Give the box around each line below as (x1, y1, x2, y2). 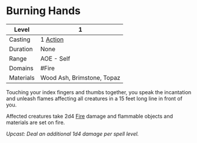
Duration (9, 45, 34, 53)
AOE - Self (40, 54, 71, 62)
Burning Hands (6, 4, 81, 18)
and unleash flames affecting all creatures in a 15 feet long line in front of (6, 95, 183, 102)
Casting (9, 35, 31, 44)
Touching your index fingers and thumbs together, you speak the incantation (6, 88, 192, 95)
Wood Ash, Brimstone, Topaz (40, 74, 121, 82)
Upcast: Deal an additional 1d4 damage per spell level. (6, 130, 139, 137)
